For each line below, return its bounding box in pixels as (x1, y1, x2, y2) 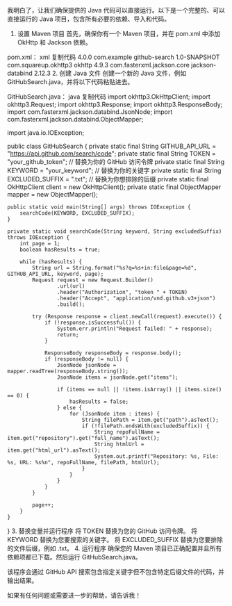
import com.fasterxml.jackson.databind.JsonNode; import (7, 108, 173, 116)
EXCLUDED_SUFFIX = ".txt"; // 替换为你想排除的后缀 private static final (7, 175, 209, 183)
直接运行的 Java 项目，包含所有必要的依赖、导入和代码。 (7, 15, 171, 23)
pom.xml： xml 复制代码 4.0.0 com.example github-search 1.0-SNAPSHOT (7, 53, 220, 61)
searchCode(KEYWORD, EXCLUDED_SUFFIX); (19, 210, 135, 217)
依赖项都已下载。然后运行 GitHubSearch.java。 (7, 553, 142, 561)
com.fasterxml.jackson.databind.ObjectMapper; (7, 115, 144, 123)
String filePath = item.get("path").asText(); (81, 416, 219, 423)
